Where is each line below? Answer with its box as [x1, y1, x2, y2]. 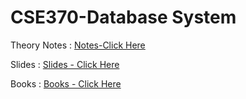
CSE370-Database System [10, 6, 237, 29]
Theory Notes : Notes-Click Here [10, 39, 146, 51]
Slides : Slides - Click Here [10, 58, 120, 70]
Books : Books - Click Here [10, 77, 122, 90]
